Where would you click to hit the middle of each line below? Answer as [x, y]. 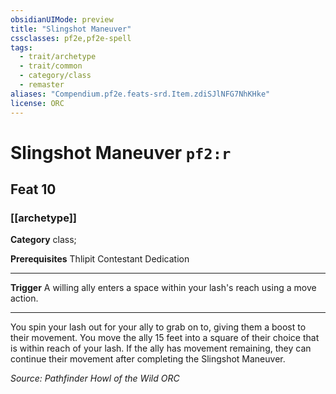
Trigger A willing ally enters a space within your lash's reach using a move [163, 288]
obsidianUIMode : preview [62, 19]
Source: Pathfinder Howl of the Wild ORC [95, 378]
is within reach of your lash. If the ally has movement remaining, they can [161, 348]
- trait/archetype [58, 57]
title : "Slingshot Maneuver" [71, 29]
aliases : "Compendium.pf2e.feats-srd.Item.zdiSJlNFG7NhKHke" [140, 94]
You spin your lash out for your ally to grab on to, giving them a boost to [158, 327]
